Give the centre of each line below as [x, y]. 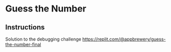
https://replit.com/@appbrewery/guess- [124, 39]
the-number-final [23, 44]
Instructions [25, 27]
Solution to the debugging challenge [43, 39]
